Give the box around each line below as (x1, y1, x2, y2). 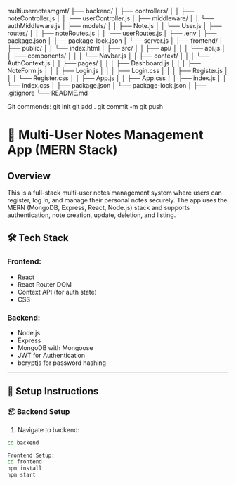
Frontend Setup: (7, 452, 55, 459)
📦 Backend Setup (7, 407, 70, 417)
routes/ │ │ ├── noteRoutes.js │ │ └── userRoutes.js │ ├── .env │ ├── (7, 29, 217, 37)
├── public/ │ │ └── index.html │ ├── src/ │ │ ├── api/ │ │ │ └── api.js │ (7, 44, 226, 52)
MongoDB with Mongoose (17, 343, 93, 351)
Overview (7, 169, 51, 182)
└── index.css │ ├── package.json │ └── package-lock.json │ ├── (7, 82, 207, 89)
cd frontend (7, 458, 42, 465)
